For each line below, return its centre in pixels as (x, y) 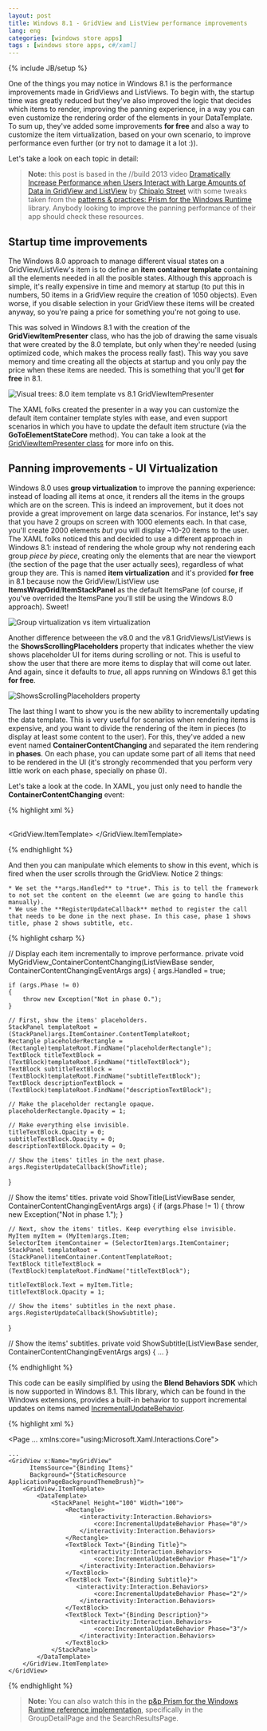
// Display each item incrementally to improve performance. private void (126, 953)
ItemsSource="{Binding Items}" (81, 1468)
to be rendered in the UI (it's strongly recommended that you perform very (130, 762)
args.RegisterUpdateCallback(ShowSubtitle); (83, 1313)
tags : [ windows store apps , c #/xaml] (73, 46)
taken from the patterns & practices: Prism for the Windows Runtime (140, 200)
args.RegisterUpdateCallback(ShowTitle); (78, 1167)
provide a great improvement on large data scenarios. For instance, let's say (133, 513)
